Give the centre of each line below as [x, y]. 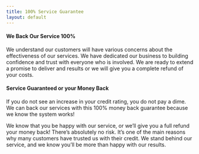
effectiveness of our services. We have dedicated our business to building [97, 56]
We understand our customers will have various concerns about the [89, 49]
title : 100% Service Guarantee [45, 12]
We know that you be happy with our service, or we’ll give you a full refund [98, 125]
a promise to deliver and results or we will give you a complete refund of [95, 68]
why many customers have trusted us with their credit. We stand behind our [99, 138]
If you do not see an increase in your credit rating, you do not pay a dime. [96, 101]
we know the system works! [41, 114]
